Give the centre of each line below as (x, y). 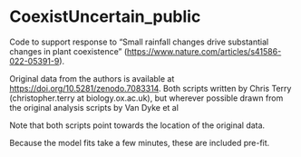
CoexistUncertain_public (105, 17)
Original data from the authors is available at (92, 78)
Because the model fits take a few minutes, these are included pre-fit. (140, 142)
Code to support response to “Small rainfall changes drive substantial (139, 42)
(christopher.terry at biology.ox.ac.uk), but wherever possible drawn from (146, 98)
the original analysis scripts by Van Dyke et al (94, 107)
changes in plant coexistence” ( (68, 51)
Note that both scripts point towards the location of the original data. (137, 125)
